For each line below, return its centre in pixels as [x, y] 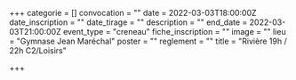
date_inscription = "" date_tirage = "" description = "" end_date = [128, 22]
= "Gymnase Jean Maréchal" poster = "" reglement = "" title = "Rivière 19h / [148, 41]
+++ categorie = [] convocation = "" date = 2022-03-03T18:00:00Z [133, 13]
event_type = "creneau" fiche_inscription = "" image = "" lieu [174, 32]
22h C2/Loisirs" [38, 51]
